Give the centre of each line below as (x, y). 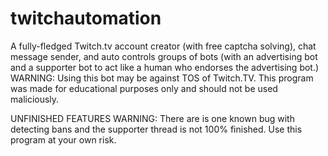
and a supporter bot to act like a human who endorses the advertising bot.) (165, 67)
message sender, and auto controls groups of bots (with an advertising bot (164, 56)
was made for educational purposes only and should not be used (144, 88)
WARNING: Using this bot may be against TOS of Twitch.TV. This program (162, 78)
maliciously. (35, 99)
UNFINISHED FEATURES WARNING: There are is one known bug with (152, 118)
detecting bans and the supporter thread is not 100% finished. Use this (156, 129)
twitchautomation (86, 18)
